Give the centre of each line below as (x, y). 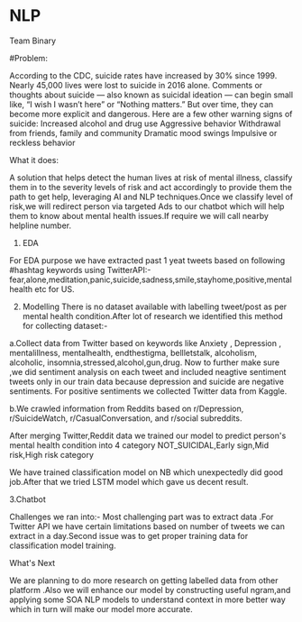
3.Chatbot (28, 499)
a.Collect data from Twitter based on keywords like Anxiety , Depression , (146, 343)
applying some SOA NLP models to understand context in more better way (147, 599)
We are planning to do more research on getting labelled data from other (144, 580)
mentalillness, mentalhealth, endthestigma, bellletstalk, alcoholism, (133, 352)
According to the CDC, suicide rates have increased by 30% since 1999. (143, 75)
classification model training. (63, 545)
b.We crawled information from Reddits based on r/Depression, (127, 408)
